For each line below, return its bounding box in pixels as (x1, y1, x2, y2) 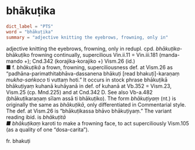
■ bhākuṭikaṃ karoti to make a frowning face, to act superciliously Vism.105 (6, 120, 190, 127)
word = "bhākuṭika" (6, 29, 54, 35)
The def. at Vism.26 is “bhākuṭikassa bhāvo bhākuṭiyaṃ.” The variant (6, 107, 172, 114)
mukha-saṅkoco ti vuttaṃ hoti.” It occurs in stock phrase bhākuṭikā (6, 76, 168, 83)
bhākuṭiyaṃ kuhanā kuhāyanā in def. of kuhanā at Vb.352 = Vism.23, (6, 82, 172, 89)
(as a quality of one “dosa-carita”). (6, 126, 89, 133)
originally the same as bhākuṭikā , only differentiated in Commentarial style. (6, 101, 186, 108)
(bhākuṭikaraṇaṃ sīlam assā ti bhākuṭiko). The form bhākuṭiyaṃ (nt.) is (6, 95, 176, 102)
